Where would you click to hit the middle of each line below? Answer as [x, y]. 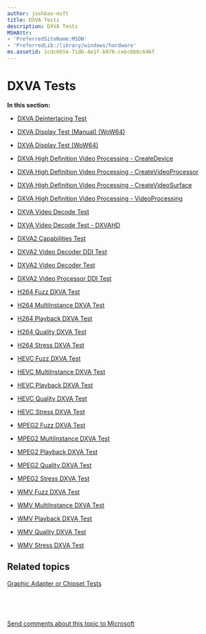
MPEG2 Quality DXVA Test [54, 465]
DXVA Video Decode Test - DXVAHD [69, 225]
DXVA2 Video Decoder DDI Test [62, 251]
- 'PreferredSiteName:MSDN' [47, 39]
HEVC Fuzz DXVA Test [49, 358]
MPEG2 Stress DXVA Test [53, 478]
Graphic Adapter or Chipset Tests [54, 583]
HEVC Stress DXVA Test [51, 412]
